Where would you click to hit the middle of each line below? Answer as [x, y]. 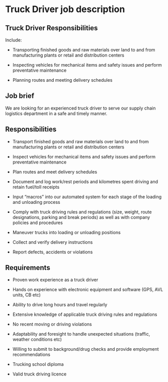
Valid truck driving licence [39, 374]
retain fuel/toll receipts [36, 187]
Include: [14, 40]
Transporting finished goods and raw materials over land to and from [84, 50]
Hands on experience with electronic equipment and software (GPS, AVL [88, 290]
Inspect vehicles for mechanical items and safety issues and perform [84, 156]
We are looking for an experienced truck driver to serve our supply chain [80, 108]
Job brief [20, 96]
